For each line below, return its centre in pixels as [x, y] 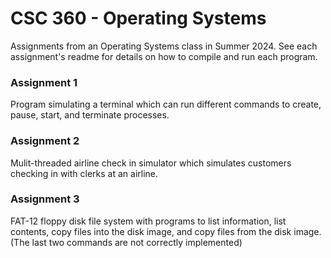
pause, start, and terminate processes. [90, 115]
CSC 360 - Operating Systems [138, 18]
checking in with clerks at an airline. [84, 173]
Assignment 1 [44, 82]
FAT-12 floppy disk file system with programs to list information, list [148, 221]
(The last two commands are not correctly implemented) [126, 242]
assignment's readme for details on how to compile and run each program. [164, 56]
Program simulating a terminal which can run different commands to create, [166, 104]
